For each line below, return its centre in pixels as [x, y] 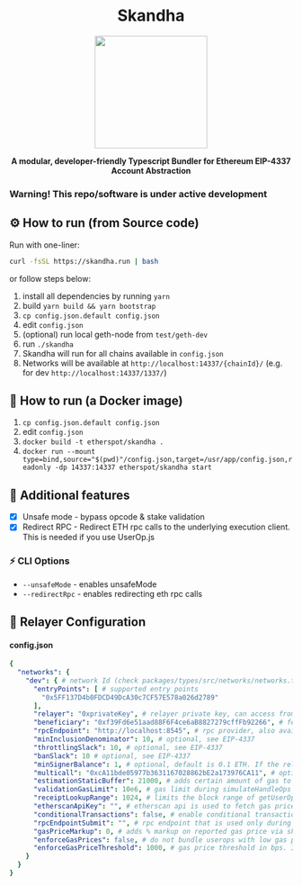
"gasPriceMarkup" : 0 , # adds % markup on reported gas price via [158, 831]
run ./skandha [48, 344]
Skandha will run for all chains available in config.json [123, 353]
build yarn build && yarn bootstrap [89, 305]
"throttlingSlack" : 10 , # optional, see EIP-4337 [128, 747]
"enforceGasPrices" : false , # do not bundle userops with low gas [160, 840]
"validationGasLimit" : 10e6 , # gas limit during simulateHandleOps [162, 790]
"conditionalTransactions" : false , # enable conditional [142, 814]
